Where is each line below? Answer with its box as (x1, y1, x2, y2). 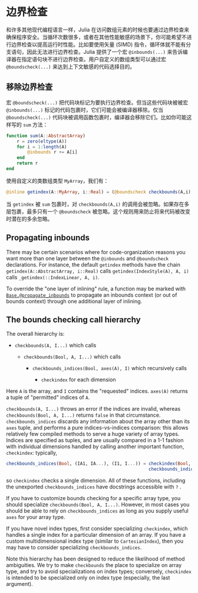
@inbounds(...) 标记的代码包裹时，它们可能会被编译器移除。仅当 (6, 106, 164, 113)
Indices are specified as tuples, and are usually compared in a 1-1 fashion (6, 437, 184, 444)
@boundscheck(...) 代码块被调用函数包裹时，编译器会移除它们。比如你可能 (6, 114, 187, 121)
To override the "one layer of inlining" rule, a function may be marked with (6, 285, 186, 292)
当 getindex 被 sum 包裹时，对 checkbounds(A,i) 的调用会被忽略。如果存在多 (6, 200, 190, 208)
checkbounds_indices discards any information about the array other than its (6, 418, 190, 425)
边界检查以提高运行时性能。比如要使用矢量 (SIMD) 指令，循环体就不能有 (11, 41, 186, 48)
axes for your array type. (6, 514, 65, 521)
